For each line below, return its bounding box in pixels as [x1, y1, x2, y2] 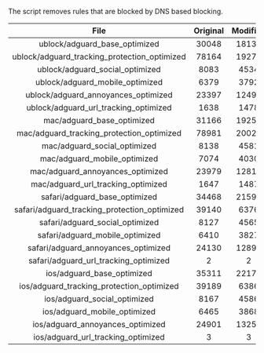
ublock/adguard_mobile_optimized [35, 77, 163, 87]
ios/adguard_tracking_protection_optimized [19, 281, 179, 291]
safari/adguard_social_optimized [38, 217, 159, 227]
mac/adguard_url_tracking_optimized [31, 179, 167, 189]
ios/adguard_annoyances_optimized [32, 319, 167, 329]
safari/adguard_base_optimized [40, 191, 158, 202]
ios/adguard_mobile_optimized [42, 306, 156, 317]
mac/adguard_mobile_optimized [39, 153, 159, 164]
